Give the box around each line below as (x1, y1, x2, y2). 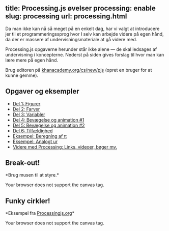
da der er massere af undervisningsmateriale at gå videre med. (5, 36, 137, 42)
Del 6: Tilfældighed (12, 127, 53, 134)
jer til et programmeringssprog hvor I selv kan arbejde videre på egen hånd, (5, 31, 164, 37)
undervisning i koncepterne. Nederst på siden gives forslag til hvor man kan (5, 51, 164, 57)
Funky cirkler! (5, 196, 50, 205)
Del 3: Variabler (12, 111, 45, 118)
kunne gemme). (5, 72, 39, 78)
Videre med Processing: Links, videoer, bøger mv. (12, 143, 117, 150)
